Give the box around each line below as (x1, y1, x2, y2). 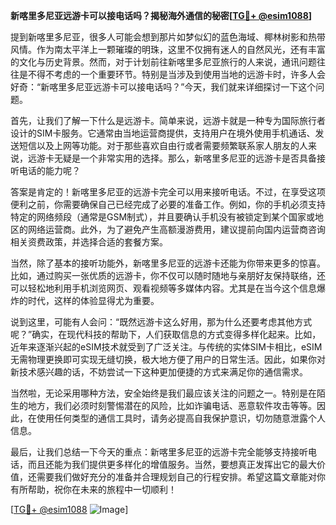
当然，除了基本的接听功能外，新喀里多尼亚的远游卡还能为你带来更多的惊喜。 (10, 257, 326, 269)
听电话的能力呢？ (10, 165, 81, 176)
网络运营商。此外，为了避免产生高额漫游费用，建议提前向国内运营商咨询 (27, 224, 326, 235)
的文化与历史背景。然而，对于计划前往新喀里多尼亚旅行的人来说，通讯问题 (10, 56, 317, 68)
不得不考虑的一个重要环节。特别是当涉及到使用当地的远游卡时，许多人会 (27, 69, 326, 80)
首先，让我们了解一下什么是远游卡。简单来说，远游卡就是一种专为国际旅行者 (10, 115, 326, 126)
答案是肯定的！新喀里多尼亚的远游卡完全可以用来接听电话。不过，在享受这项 (10, 186, 326, 198)
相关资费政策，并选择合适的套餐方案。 (10, 236, 168, 248)
